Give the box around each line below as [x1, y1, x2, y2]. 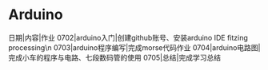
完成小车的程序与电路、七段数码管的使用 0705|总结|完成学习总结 [8, 52, 222, 62]
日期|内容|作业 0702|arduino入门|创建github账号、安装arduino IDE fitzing [8, 33, 248, 42]
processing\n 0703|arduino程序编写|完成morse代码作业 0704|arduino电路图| [8, 42, 261, 52]
